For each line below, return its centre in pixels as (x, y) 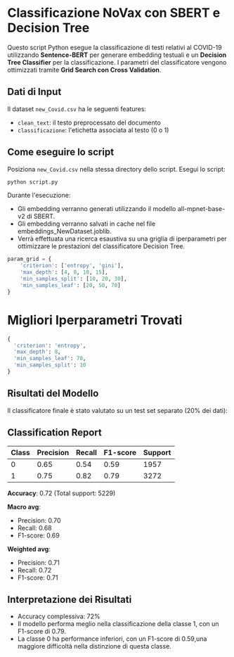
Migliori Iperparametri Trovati (95, 320)
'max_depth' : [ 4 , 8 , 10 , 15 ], (64, 272)
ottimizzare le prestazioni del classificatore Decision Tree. (101, 246)
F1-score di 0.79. (42, 632)
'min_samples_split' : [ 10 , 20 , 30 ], (74, 279)
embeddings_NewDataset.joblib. (64, 231)
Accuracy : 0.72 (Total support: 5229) (61, 493)
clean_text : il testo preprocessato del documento (89, 122)
